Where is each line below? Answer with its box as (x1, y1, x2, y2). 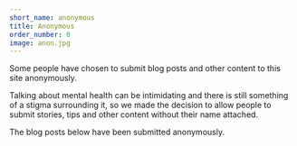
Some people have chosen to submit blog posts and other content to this (9, 63, 281, 74)
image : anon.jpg (9, 38, 71, 48)
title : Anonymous (9, 22, 75, 31)
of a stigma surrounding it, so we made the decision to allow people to (9, 100, 272, 111)
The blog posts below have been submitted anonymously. (9, 127, 225, 138)
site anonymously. (9, 73, 77, 84)
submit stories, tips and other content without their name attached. (9, 109, 259, 120)
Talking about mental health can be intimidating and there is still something (9, 90, 289, 101)
